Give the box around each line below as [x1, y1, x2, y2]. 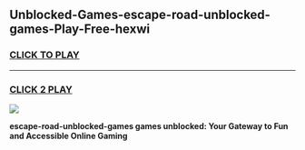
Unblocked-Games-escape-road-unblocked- [9, 7, 271, 23]
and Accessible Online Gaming [9, 130, 128, 141]
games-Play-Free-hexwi [9, 22, 151, 37]
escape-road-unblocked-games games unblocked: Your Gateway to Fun [9, 120, 289, 131]
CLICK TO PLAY [9, 49, 80, 62]
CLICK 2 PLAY [9, 83, 73, 95]
